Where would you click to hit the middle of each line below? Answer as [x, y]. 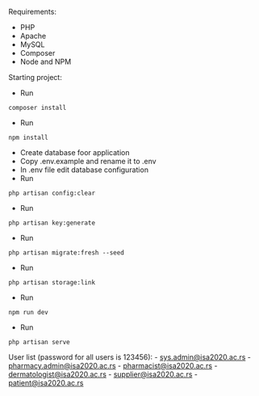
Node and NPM [46, 61]
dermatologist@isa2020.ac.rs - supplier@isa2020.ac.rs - [103, 374]
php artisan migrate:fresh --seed [67, 253]
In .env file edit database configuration [84, 170]
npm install [28, 137]
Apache [33, 36]
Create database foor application [75, 152]
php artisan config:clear [52, 193]
